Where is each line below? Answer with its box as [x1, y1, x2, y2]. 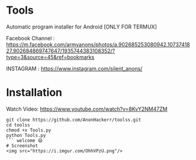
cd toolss [6, 122, 31, 128]
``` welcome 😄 [6, 137, 43, 143]
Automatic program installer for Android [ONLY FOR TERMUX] [6, 23, 157, 30]
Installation [6, 86, 63, 100]
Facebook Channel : [6, 34, 55, 41]
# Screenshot [6, 143, 38, 149]
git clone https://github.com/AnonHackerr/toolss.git [6, 117, 142, 123]
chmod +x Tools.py [6, 127, 51, 133]
